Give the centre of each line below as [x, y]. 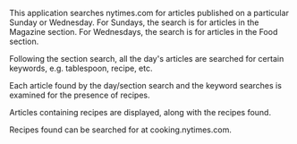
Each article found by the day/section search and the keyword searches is [145, 85]
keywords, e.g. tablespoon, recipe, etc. [81, 68]
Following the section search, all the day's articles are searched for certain [147, 59]
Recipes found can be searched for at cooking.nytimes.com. [121, 130]
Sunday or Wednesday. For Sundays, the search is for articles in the [134, 22]
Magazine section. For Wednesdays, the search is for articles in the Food [144, 32]
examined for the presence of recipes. [80, 95]
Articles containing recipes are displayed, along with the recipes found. [140, 112]
